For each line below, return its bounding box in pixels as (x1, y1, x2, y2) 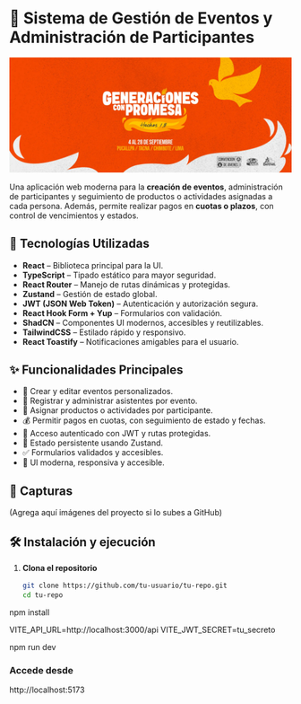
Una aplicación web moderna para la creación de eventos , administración (9, 181, 284, 192)
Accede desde (9, 664, 74, 676)
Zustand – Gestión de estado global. (21, 288, 158, 299)
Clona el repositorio (21, 562, 98, 573)
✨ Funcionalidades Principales (9, 362, 184, 377)
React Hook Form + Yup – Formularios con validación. (21, 307, 222, 318)
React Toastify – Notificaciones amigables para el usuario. (21, 336, 239, 347)
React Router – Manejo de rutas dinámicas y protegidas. (21, 278, 231, 290)
